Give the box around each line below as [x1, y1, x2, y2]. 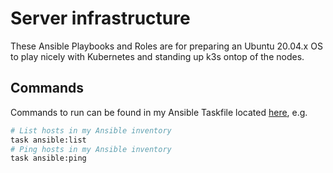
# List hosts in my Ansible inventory [10, 125, 172, 136]
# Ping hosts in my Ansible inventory [10, 144, 172, 154]
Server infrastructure [10, 7, 191, 30]
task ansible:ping [10, 153, 87, 164]
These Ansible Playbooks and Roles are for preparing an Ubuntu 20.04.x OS [10, 40, 323, 52]
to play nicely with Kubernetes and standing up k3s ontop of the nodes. [10, 50, 305, 62]
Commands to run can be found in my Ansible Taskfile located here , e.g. [10, 106, 308, 118]
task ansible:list [10, 135, 87, 145]
